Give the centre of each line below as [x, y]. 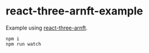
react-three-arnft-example [74, 11]
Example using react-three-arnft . [47, 28]
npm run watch [24, 44]
